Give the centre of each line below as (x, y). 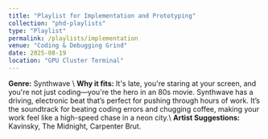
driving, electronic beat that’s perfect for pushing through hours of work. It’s (134, 100)
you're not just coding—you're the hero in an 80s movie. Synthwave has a (131, 92)
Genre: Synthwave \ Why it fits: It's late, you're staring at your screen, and (132, 83)
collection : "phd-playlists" (57, 23)
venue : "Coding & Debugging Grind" (68, 46)
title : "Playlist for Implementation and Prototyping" (102, 16)
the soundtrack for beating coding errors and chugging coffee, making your (134, 108)
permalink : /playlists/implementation (73, 38)
